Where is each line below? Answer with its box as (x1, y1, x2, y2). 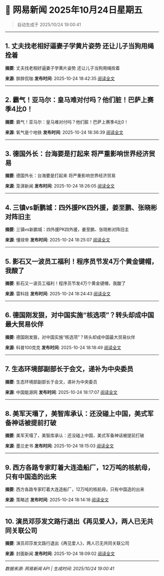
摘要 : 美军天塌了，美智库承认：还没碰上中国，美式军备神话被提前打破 (5, 432, 144, 438)
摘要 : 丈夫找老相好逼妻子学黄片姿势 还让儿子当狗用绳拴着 (5, 65, 120, 71)
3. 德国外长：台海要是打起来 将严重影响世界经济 (5, 149, 149, 158)
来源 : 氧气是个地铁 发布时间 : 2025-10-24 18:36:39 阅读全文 (5, 129, 123, 135)
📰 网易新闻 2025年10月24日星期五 (5, 4, 143, 16)
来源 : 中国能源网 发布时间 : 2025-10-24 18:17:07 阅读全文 (5, 389, 118, 395)
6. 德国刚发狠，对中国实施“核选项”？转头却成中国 (5, 311, 154, 319)
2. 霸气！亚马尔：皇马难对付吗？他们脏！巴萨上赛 (5, 96, 154, 104)
